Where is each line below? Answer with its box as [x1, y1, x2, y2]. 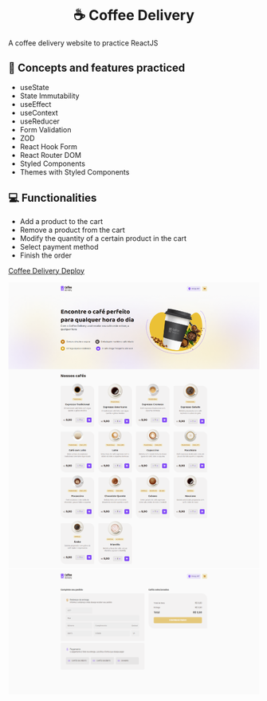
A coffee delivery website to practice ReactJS [8, 37, 159, 48]
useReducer [19, 116, 60, 126]
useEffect [19, 99, 52, 108]
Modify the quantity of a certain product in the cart [19, 233, 187, 243]
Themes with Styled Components [19, 167, 130, 176]
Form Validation [19, 124, 72, 134]
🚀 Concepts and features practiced [8, 61, 186, 75]
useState [19, 82, 49, 92]
